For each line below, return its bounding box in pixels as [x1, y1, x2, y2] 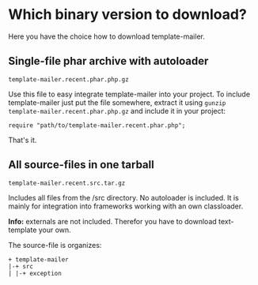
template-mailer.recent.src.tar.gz [8, 179, 126, 187]
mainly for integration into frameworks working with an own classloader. [8, 201, 244, 211]
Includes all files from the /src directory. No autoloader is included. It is [8, 193, 239, 202]
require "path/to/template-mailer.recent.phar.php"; [8, 121, 186, 129]
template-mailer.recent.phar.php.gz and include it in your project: [8, 106, 226, 115]
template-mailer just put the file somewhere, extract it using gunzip [8, 97, 226, 107]
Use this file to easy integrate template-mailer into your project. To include [8, 89, 251, 99]
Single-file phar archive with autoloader [8, 54, 209, 68]
